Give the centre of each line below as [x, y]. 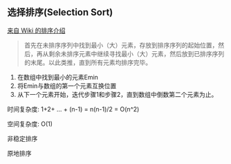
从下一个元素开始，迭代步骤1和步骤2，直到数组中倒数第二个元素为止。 [117, 94]
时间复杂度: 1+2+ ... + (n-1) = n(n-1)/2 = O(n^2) [73, 109]
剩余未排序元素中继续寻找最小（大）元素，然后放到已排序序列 [136, 53]
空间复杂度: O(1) [30, 124]
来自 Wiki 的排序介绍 [36, 30]
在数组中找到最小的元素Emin [58, 77]
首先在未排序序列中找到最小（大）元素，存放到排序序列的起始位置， [121, 45]
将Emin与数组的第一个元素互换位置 [67, 86]
